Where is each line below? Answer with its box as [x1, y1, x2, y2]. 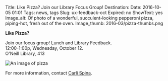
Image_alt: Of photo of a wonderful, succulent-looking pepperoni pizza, [5, 15, 154, 21]
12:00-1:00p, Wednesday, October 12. [5, 45, 84, 51]
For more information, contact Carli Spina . [5, 70, 92, 76]
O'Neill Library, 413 [5, 50, 45, 56]
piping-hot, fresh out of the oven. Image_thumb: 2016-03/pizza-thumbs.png [5, 20, 163, 26]
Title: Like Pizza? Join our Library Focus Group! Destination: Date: [5, 5, 142, 10]
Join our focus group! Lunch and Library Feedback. [5, 40, 112, 46]
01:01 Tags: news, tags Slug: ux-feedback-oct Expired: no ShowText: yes [12, 10, 163, 16]
